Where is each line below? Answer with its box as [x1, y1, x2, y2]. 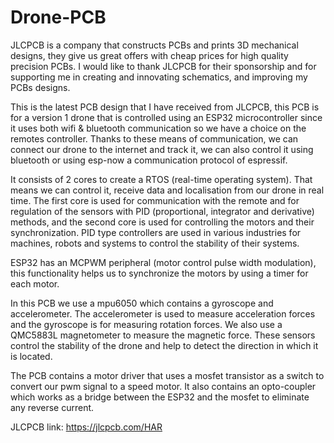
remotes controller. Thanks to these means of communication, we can [10, 132, 299, 145]
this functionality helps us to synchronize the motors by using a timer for [10, 267, 309, 279]
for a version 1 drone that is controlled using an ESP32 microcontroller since [10, 111, 323, 123]
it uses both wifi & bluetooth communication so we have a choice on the [10, 122, 307, 134]
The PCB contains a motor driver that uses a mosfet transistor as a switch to [10, 369, 325, 381]
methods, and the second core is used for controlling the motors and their [10, 216, 315, 228]
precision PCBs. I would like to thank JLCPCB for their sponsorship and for [10, 60, 317, 72]
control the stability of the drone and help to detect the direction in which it [10, 339, 319, 351]
